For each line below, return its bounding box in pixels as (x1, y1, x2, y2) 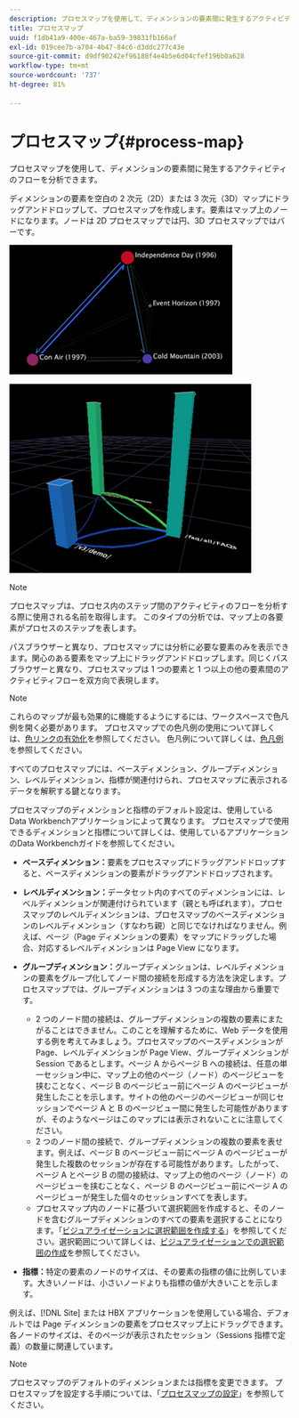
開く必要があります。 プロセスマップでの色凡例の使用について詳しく (24, 722, 276, 733)
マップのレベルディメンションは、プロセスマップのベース (29, 909, 240, 920)
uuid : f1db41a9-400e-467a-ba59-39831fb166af (9, 33, 177, 42)
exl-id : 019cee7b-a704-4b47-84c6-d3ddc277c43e (9, 43, 185, 52)
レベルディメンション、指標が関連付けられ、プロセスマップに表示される (24, 774, 289, 785)
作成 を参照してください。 (51, 1247, 145, 1258)
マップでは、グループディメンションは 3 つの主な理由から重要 (45, 984, 273, 994)
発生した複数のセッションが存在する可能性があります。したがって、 (35, 1158, 284, 1169)
